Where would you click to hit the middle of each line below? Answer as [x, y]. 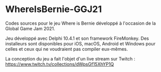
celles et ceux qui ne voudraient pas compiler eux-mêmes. [67, 49]
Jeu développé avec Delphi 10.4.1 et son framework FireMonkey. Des [77, 38]
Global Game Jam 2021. [30, 28]
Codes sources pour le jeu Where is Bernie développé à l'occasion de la [80, 23]
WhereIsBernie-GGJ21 [54, 9]
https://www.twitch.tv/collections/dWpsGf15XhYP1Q [60, 64]
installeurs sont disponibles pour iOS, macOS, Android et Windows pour [80, 43]
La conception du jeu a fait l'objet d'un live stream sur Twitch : [70, 58]
